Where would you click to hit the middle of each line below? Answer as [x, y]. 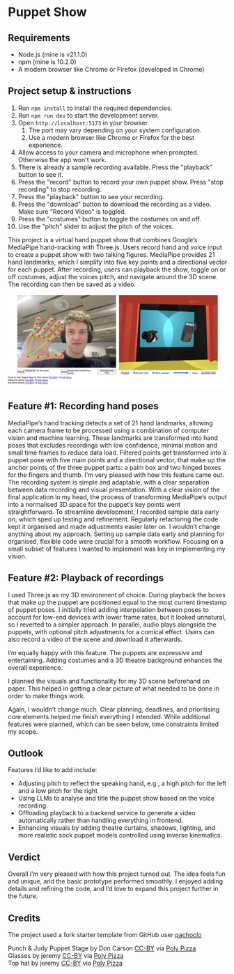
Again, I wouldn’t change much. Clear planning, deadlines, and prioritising [114, 709]
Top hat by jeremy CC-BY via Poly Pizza [65, 963]
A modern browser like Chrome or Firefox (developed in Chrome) [111, 69]
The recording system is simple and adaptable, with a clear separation [109, 482]
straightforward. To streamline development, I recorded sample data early [114, 512]
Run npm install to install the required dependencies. [95, 108]
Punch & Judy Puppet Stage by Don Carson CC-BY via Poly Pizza [102, 948]
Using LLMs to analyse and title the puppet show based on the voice [116, 799]
